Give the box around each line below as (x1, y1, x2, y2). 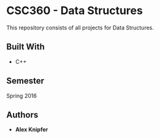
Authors (6, 110, 39, 120)
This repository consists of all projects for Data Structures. (6, 24, 154, 31)
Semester (6, 76, 45, 86)
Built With (6, 42, 45, 52)
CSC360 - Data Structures (6, 4, 143, 18)
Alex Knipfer (15, 126, 48, 133)
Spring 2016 (6, 92, 37, 99)
